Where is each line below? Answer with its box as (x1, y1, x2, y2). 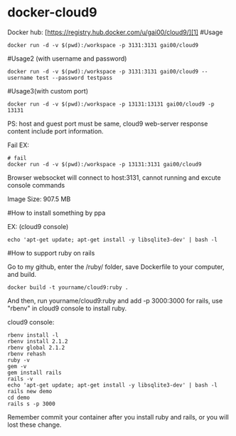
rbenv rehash (7, 350, 46, 358)
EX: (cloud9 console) (7, 222, 69, 230)
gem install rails (7, 369, 62, 376)
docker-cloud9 (7, 4, 97, 21)
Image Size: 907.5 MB (7, 194, 71, 203)
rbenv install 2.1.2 (7, 338, 69, 345)
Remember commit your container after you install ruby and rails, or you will (7, 412, 229, 421)
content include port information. (7, 126, 104, 136)
